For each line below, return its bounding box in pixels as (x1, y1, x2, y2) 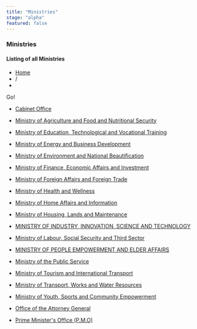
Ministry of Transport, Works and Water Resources (15, 281, 142, 288)
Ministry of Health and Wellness (15, 187, 95, 194)
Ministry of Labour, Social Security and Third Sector (15, 234, 145, 241)
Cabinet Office (15, 105, 52, 112)
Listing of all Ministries (6, 55, 65, 62)
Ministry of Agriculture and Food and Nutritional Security (15, 116, 157, 124)
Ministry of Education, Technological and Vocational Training (15, 128, 167, 136)
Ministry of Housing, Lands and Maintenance (15, 210, 127, 218)
